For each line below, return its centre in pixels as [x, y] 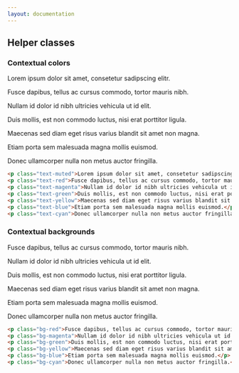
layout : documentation [41, 14]
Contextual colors [39, 63]
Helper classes [41, 43]
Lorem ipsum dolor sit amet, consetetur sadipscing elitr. [89, 78]
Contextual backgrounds [51, 232]
